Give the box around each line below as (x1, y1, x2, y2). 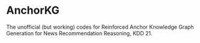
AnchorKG (6, 4, 60, 17)
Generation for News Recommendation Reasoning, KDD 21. (6, 29, 153, 36)
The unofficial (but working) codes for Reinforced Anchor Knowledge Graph (6, 23, 194, 30)
